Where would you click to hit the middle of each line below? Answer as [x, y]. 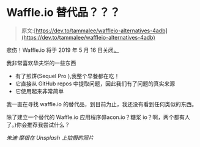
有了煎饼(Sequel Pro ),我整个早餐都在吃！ [67, 76]
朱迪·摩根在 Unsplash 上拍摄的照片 [50, 137]
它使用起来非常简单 [39, 91]
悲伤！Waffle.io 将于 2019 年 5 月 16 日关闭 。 [63, 50]
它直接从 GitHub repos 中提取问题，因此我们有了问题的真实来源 [95, 84]
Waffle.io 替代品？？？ [63, 13]
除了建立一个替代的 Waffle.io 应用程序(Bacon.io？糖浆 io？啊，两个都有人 [98, 117]
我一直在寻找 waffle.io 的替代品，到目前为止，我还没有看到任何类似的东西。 [102, 104]
